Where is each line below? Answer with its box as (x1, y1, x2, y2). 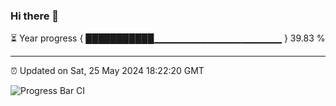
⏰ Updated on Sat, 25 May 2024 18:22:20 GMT (10, 65, 205, 77)
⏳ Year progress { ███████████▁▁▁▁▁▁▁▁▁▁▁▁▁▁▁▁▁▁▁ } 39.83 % (10, 32, 326, 44)
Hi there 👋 (10, 9, 60, 23)
